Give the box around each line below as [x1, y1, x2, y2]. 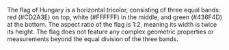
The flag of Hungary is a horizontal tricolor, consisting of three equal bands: [7, 6, 221, 14]
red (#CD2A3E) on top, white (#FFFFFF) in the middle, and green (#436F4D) [7, 13, 223, 21]
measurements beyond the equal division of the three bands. [7, 35, 179, 43]
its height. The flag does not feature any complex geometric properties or [7, 27, 214, 36]
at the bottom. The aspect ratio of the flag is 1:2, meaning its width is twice [7, 21, 217, 28]
